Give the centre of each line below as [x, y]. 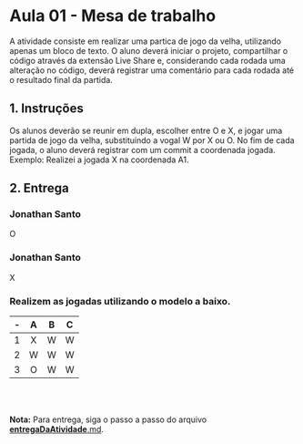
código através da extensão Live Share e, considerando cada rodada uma [148, 60]
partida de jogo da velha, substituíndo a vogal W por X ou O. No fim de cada [152, 140]
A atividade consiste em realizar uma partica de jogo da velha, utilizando [146, 41]
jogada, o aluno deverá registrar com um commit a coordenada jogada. [142, 150]
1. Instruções [46, 109]
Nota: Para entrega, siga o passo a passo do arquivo [108, 419]
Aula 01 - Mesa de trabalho [113, 16]
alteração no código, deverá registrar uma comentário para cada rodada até [151, 70]
